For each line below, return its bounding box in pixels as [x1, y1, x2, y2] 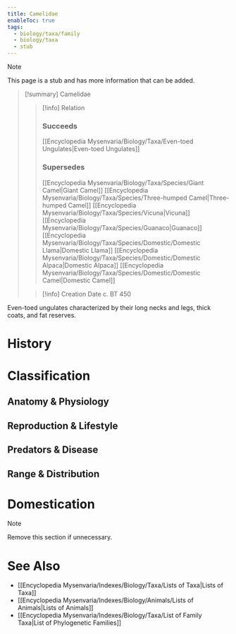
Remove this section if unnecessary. [7, 533, 113, 542]
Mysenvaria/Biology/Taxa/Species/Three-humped [42, 193, 187, 202]
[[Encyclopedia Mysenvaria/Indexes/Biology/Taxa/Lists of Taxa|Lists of [17, 581, 224, 590]
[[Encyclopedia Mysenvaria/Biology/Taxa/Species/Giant [42, 178, 204, 187]
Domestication [7, 496, 95, 512]
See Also [7, 558, 61, 574]
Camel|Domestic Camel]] [42, 276, 116, 285]
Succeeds [42, 121, 77, 131]
